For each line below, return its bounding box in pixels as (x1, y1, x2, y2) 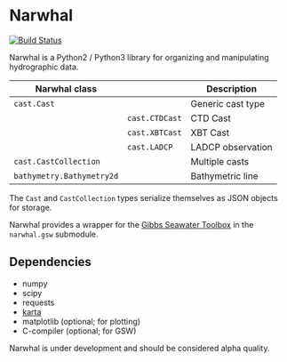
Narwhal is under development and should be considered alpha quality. (9, 342, 270, 353)
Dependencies (9, 254, 92, 269)
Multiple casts (190, 155, 250, 167)
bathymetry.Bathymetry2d (13, 171, 119, 181)
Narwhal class (35, 82, 98, 94)
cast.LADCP (127, 141, 173, 152)
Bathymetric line (190, 170, 259, 182)
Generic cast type (190, 97, 265, 109)
